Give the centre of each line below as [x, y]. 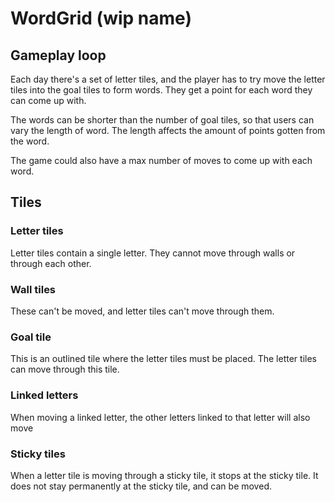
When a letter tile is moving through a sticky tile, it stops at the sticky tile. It [164, 475]
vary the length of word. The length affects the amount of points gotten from [168, 130]
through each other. [51, 263]
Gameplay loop [58, 55]
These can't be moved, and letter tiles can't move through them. [142, 311]
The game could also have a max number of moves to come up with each [161, 160]
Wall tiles [33, 289]
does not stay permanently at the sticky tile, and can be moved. [141, 486]
